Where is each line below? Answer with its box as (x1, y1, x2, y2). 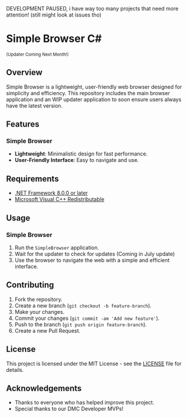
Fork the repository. (14, 296, 63, 303)
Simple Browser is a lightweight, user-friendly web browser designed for (6, 83, 182, 90)
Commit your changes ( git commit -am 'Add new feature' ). (14, 315, 160, 322)
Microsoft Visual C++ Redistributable (14, 196, 105, 203)
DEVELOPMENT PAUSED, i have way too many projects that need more (6, 5, 179, 12)
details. (6, 366, 24, 373)
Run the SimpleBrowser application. (14, 244, 99, 251)
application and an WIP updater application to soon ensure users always (6, 96, 182, 103)
